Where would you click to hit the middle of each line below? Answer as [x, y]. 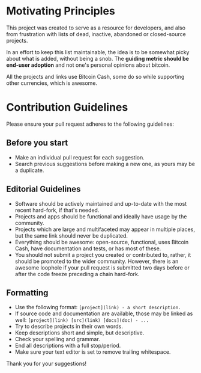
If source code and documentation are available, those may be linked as [104, 313]
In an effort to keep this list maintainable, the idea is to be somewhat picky [98, 52]
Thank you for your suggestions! [46, 364]
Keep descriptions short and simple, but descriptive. [79, 333]
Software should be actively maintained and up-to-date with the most [101, 203]
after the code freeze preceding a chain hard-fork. [77, 274]
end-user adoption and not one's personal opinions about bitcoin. [88, 65]
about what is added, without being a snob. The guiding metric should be [97, 58]
